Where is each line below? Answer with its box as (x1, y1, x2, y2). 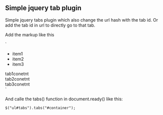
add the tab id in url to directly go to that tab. (5, 22, 96, 28)
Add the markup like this (5, 31, 54, 37)
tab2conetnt (5, 76, 30, 82)
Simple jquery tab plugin (5, 4, 82, 12)
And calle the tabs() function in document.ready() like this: (5, 96, 123, 102)
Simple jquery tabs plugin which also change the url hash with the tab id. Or (5, 17, 158, 23)
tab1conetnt (5, 71, 29, 77)
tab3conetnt (5, 81, 30, 87)
